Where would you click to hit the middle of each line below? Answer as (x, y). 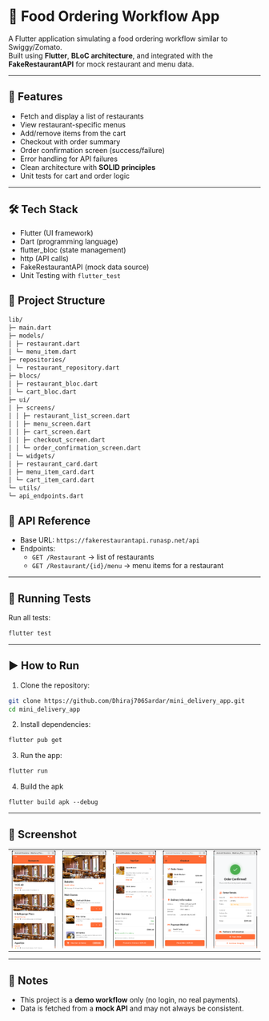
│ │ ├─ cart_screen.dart (50, 432)
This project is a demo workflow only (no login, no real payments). (130, 1000)
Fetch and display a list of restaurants (82, 116)
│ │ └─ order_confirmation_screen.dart (75, 448)
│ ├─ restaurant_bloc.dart (53, 384)
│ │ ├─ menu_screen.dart (50, 424)
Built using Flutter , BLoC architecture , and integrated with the (111, 55)
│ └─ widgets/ (32, 456)
